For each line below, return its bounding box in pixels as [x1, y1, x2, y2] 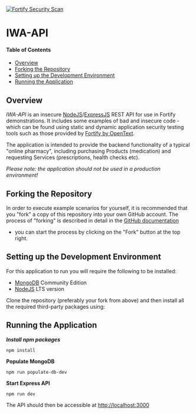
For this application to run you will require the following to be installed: [6, 267, 177, 274]
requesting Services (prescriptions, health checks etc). [6, 154, 140, 161]
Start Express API [6, 379, 50, 387]
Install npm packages [6, 336, 61, 343]
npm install [6, 347, 35, 353]
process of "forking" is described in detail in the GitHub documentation [6, 217, 179, 224]
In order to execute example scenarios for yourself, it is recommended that [6, 205, 188, 212]
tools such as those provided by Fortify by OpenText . [6, 130, 135, 137]
